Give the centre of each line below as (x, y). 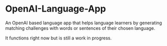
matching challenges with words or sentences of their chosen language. (80, 28)
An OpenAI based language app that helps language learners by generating (84, 23)
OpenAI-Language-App (55, 9)
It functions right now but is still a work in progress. (59, 38)
